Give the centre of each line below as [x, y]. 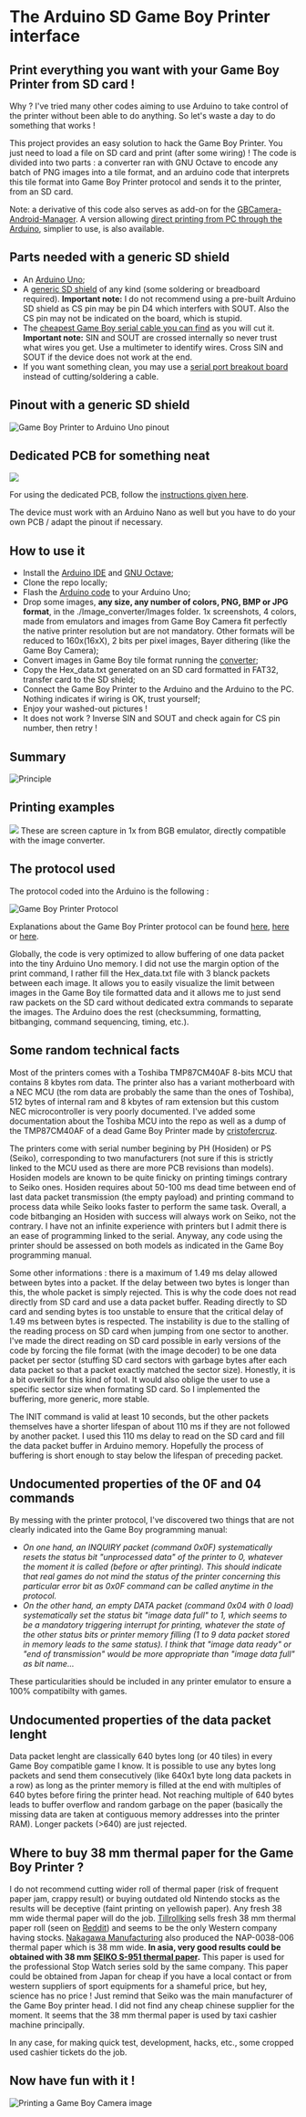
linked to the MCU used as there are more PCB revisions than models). [142, 1168]
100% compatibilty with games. [68, 1692]
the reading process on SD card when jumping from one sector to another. [149, 1331]
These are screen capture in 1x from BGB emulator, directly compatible [153, 830]
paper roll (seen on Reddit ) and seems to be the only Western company [143, 1927]
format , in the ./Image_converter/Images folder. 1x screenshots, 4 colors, [159, 612]
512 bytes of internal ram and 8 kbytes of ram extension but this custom [144, 1101]
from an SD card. [41, 192]
